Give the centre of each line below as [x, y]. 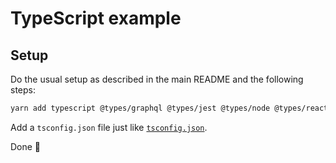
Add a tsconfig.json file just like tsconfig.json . [109, 127]
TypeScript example [96, 18]
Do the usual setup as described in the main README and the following [157, 79]
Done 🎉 [26, 146]
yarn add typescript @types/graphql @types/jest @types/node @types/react [169, 108]
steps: [23, 90]
